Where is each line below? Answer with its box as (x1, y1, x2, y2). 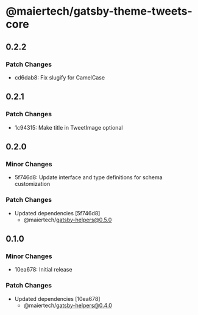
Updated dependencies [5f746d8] (14, 209, 101, 217)
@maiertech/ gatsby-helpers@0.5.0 (23, 216, 112, 223)
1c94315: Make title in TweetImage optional (14, 124, 123, 131)
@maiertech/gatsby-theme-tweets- (5, 4, 193, 18)
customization (14, 180, 51, 188)
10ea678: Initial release (14, 266, 72, 273)
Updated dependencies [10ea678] (14, 295, 101, 302)
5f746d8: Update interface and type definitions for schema (14, 174, 163, 181)
